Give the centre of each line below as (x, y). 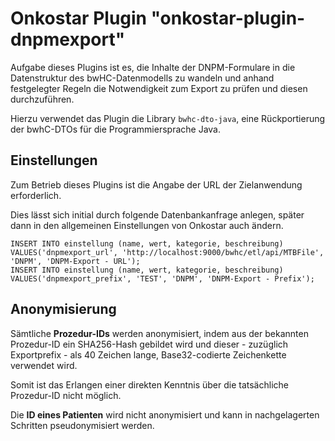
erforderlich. (36, 195)
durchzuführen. (42, 99)
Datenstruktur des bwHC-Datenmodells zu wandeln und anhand (142, 78)
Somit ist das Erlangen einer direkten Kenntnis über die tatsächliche (149, 384)
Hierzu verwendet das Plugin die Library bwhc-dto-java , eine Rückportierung (168, 118)
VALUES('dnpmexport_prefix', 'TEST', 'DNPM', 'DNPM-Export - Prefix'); (162, 278)
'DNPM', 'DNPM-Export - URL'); (75, 261)
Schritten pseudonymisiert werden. (82, 425)
